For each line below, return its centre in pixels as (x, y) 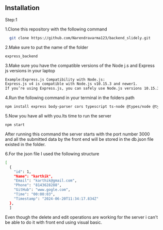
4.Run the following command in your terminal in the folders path (70, 98)
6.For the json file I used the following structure (52, 154)
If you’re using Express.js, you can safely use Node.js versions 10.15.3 (82, 89)
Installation (22, 8)
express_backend (21, 56)
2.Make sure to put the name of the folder (47, 47)
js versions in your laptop (30, 70)
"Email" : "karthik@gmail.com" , (45, 181)
